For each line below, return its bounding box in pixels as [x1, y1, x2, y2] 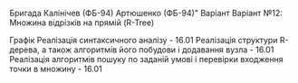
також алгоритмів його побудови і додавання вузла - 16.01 [48, 44, 274, 55]
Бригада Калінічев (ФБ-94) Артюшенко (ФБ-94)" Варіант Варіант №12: [9, 8, 284, 18]
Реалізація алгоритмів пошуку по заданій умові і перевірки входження [9, 54, 284, 64]
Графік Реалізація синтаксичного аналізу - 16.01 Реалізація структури [9, 35, 278, 45]
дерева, [9, 44, 41, 55]
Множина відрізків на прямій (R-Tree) [9, 17, 155, 28]
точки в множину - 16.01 [9, 63, 102, 74]
